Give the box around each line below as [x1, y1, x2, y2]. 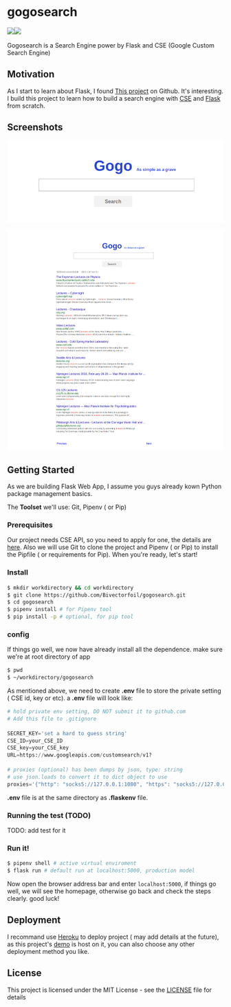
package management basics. [7, 490, 93, 498]
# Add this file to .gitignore [7, 715, 97, 722]
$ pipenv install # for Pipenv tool [7, 606, 112, 613]
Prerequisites [7, 520, 53, 530]
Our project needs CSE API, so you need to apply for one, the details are [7, 536, 212, 544]
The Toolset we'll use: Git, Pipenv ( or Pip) [7, 503, 127, 511]
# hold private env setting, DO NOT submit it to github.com [7, 708, 186, 715]
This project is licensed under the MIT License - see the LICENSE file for [7, 986, 212, 994]
